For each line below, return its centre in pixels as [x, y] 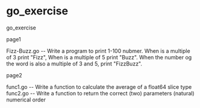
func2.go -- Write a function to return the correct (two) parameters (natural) [100, 93]
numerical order [26, 100]
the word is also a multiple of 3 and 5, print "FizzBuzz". [74, 64]
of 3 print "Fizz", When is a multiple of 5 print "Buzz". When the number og [99, 57]
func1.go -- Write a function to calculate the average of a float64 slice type [99, 87]
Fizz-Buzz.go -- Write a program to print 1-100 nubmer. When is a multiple [98, 51]
